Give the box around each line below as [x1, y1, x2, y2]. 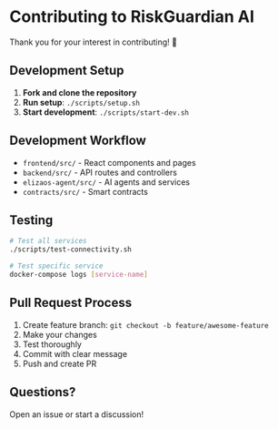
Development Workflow [9, 133, 147, 148]
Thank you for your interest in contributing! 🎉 [9, 36, 177, 47]
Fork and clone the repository [22, 87, 137, 97]
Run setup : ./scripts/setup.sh [22, 97, 141, 107]
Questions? [9, 384, 76, 400]
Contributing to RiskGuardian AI [9, 6, 254, 27]
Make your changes [22, 329, 97, 340]
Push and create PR [22, 358, 97, 369]
